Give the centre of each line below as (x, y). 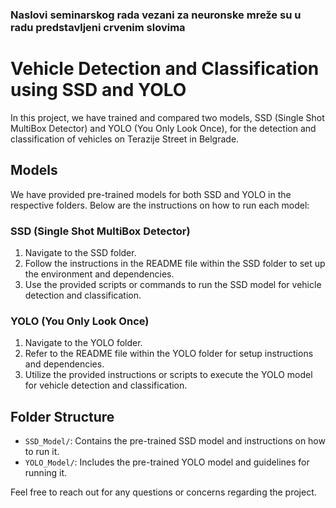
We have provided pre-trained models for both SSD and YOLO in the (151, 194)
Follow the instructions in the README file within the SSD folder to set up (175, 263)
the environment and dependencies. (99, 274)
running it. (46, 473)
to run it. (42, 452)
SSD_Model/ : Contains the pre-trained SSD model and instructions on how (175, 441)
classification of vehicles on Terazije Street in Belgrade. (125, 139)
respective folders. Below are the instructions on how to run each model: (160, 205)
